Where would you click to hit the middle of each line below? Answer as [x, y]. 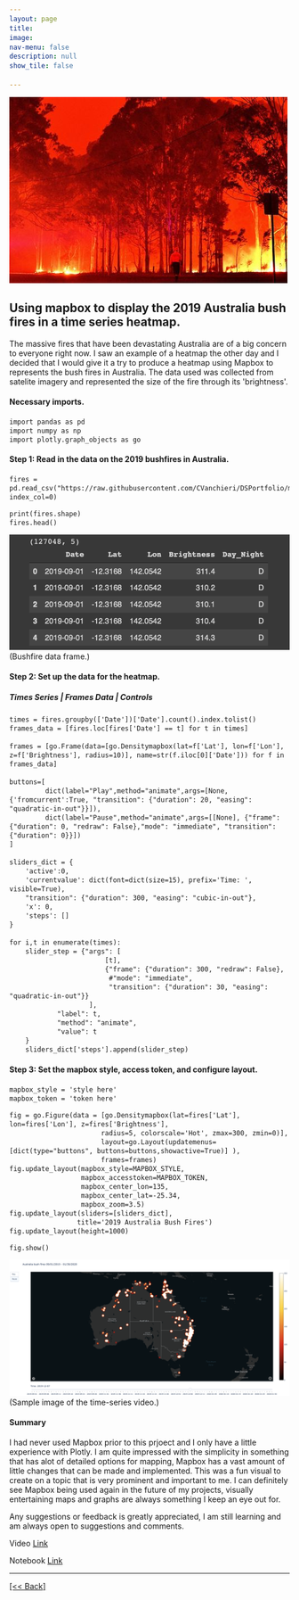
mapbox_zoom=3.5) [113, 1204]
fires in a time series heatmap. [95, 322]
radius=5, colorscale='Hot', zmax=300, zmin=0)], [195, 1133]
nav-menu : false [39, 47]
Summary [28, 1423]
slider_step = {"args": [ [73, 952]
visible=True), [37, 889]
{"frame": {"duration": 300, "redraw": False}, [194, 969]
